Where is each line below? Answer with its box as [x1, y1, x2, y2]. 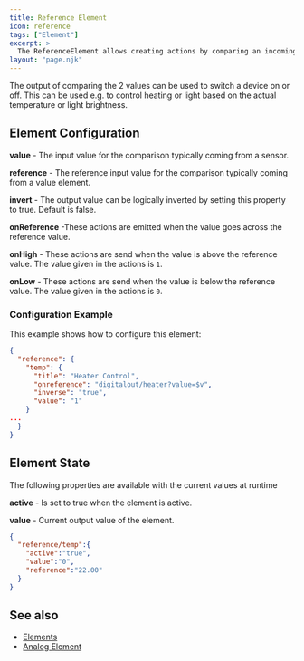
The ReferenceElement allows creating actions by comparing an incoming [17, 47, 298, 56]
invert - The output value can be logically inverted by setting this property [9, 194, 287, 205]
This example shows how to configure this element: [9, 329, 202, 340]
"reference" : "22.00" [25, 566, 103, 575]
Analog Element [22, 641, 82, 652]
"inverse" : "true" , [33, 388, 107, 398]
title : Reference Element [9, 13, 107, 23]
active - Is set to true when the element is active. [9, 497, 193, 508]
